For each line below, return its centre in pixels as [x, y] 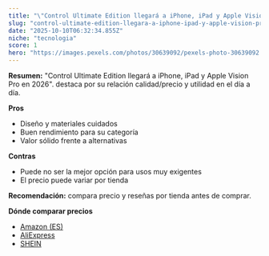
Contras [22, 156]
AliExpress [37, 235]
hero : [17, 53]
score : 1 [23, 46]
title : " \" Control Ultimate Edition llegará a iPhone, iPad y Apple [125, 16]
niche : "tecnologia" [43, 38]
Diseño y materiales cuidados [68, 124]
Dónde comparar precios [51, 211]
